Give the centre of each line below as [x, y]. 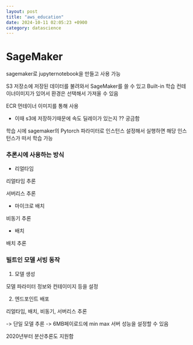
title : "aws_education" [35, 17]
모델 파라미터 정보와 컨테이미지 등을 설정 [52, 286]
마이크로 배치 [30, 206]
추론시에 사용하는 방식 [35, 155]
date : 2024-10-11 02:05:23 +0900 [47, 22]
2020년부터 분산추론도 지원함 [40, 336]
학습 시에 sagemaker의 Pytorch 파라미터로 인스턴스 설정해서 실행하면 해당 [91, 131]
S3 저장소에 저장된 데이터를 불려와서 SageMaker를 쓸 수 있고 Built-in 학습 [91, 86]
